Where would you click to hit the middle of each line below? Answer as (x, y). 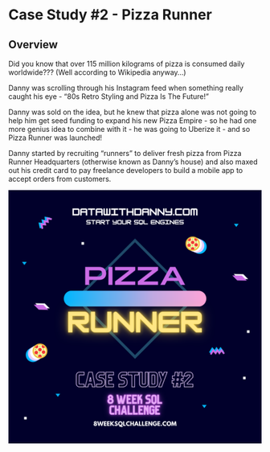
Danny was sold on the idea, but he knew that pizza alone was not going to (133, 112)
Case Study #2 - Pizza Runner (110, 15)
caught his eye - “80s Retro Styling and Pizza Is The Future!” (108, 97)
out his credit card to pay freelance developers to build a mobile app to (126, 170)
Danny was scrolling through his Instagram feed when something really (126, 88)
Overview (33, 45)
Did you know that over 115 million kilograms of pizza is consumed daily (127, 64)
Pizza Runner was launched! (55, 138)
